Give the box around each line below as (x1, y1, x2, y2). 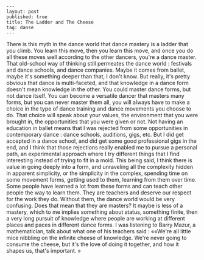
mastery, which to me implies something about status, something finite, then (6, 208, 198, 216)
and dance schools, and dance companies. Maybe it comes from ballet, (6, 66, 186, 74)
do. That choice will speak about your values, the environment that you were (6, 112, 199, 118)
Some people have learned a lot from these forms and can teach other (6, 183, 183, 190)
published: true (6, 14, 47, 20)
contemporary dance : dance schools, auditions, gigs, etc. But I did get (6, 131, 184, 138)
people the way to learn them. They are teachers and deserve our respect (6, 189, 192, 196)
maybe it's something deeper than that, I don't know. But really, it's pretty (6, 73, 191, 80)
